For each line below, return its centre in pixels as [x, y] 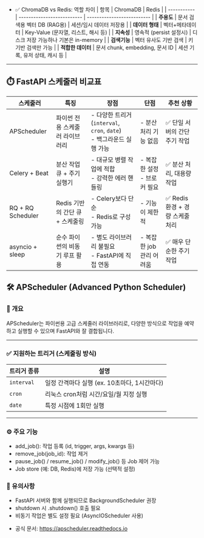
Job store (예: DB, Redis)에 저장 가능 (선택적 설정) [75, 469]
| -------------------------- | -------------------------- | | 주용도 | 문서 [101, 17]
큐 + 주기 [68, 173]
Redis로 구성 [114, 216]
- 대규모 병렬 [108, 159]
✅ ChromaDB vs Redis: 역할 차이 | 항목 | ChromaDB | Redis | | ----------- [105, 9]
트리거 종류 [24, 371]
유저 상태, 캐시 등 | [45, 55]
